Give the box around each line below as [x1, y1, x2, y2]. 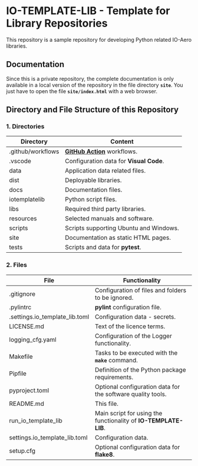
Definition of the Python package [94, 365, 186, 374]
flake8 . [94, 450, 115, 458]
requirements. [94, 373, 134, 381]
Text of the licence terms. [94, 322, 166, 331]
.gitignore [9, 290, 36, 298]
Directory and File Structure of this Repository [6, 105, 179, 115]
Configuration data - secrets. [94, 312, 176, 320]
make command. [94, 356, 138, 364]
